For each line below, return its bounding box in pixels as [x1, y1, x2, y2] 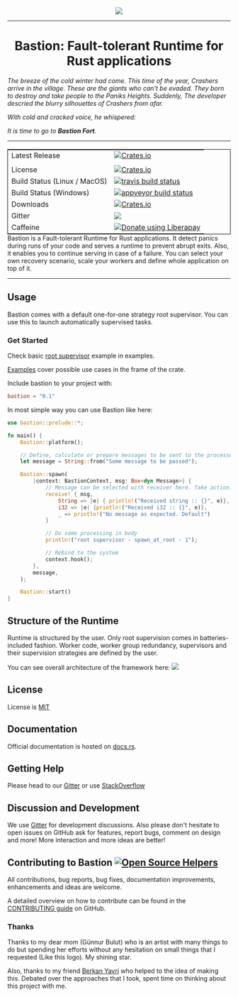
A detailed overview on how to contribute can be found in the [7, 897, 186, 905]
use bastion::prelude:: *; [7, 419, 84, 426]
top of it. [7, 264, 32, 272]
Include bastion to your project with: [7, 379, 113, 387]
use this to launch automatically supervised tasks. [7, 317, 154, 326]
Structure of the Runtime [7, 615, 119, 627]
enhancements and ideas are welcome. [7, 883, 123, 891]
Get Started [7, 335, 48, 345]
